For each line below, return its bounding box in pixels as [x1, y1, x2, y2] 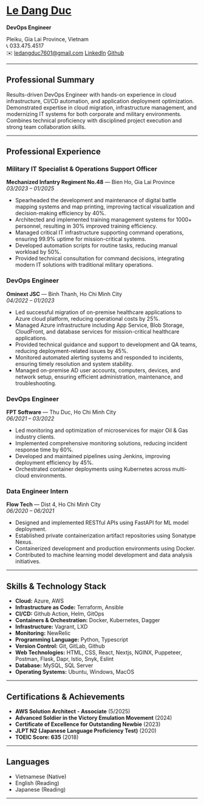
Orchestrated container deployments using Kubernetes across [15, 465, 171, 473]
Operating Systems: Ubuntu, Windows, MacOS [15, 668, 135, 676]
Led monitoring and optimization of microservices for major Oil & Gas [15, 426, 188, 434]
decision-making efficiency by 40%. [15, 210, 106, 217]
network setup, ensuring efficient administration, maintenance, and [15, 373, 183, 380]
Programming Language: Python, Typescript [15, 636, 129, 643]
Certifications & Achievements [6, 691, 125, 702]
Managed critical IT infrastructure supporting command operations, [15, 229, 184, 236]
